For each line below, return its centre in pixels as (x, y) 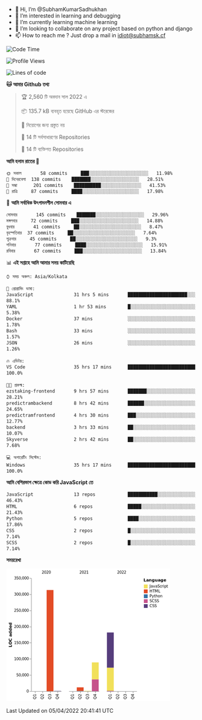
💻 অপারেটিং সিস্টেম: (24, 458)
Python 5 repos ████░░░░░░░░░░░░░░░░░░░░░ (101, 519)
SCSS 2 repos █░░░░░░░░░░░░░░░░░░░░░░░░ (101, 543)
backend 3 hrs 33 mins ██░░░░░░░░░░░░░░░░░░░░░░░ (101, 428)
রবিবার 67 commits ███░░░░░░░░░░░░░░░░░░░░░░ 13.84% (87, 251)
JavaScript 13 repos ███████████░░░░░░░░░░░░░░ (101, 494)
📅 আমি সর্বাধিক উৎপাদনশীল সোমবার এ (39, 203)
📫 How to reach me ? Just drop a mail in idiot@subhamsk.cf (90, 35)
